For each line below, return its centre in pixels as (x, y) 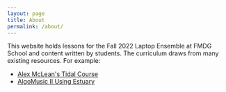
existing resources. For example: (54, 61)
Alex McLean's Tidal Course (58, 74)
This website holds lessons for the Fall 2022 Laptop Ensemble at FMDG (110, 46)
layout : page (26, 13)
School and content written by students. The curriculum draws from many (113, 53)
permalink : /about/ (35, 26)
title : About (26, 20)
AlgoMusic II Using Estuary (56, 82)
